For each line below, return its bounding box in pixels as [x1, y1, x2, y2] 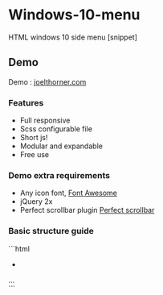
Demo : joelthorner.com [8, 77, 87, 86]
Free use [19, 150, 50, 160]
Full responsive [19, 115, 71, 126]
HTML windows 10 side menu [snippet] [8, 32, 138, 42]
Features [8, 97, 44, 108]
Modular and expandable [19, 141, 103, 151]
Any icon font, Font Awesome [19, 188, 118, 198]
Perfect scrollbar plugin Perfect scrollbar [19, 206, 155, 215]
